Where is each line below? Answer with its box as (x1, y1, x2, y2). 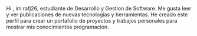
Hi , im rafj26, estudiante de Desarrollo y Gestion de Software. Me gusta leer (6, 5, 192, 12)
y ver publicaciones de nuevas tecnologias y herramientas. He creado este (6, 11, 188, 18)
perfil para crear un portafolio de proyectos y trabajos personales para (6, 17, 178, 24)
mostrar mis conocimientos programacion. (6, 23, 109, 30)
